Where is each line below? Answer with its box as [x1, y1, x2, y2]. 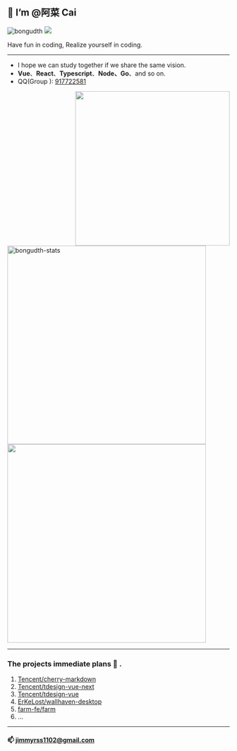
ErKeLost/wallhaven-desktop [17, 697, 102, 706]
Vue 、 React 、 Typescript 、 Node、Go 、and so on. [17, 69, 166, 78]
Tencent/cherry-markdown [17, 675, 97, 683]
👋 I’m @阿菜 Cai [7, 6, 77, 19]
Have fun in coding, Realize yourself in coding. [7, 40, 143, 49]
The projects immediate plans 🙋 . [7, 659, 122, 668]
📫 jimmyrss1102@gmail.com [7, 735, 95, 744]
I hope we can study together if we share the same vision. [17, 61, 186, 69]
